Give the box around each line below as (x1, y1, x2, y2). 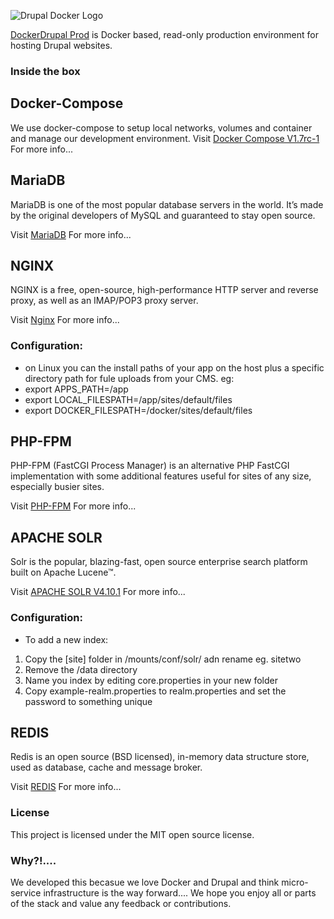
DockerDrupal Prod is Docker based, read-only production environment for (10, 29, 319, 40)
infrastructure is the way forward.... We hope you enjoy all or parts (43, 886, 317, 899)
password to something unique (24, 695, 153, 707)
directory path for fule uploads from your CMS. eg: (24, 372, 235, 384)
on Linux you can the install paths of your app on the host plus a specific (24, 361, 325, 374)
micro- (281, 876, 309, 888)
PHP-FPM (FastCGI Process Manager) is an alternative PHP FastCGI (10, 460, 290, 472)
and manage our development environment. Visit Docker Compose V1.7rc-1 (10, 132, 320, 144)
